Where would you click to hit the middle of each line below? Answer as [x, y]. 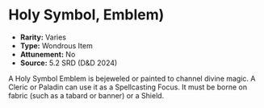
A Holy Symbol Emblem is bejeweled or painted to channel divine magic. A [132, 78]
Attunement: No [48, 54]
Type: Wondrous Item [56, 45]
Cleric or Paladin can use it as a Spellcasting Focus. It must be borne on [128, 87]
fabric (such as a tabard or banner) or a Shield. [86, 95]
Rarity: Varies [43, 37]
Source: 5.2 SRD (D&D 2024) [69, 63]
